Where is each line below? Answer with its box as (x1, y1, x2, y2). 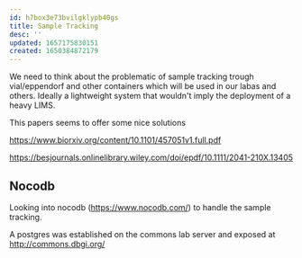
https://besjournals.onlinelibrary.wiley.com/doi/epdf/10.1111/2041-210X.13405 (9, 152, 294, 163)
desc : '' (9, 30, 42, 39)
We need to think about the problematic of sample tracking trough (9, 71, 254, 82)
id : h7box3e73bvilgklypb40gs (9, 13, 119, 22)
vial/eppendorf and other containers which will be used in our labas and (9, 81, 277, 92)
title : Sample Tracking (9, 22, 99, 31)
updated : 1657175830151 (9, 38, 99, 48)
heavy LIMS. (9, 100, 56, 111)
